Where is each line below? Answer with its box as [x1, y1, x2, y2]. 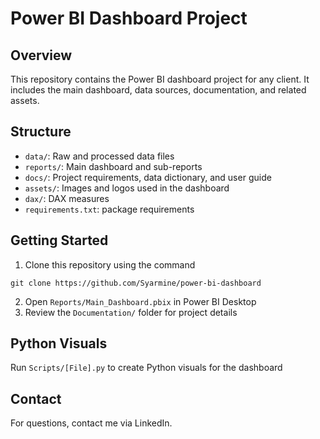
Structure [10, 123, 72, 141]
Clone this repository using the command [24, 258, 196, 271]
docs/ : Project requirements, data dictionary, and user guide [24, 171, 272, 183]
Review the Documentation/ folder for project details [24, 306, 238, 318]
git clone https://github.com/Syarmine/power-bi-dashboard [10, 278, 262, 288]
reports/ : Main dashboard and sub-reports [24, 160, 203, 172]
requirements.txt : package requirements [24, 203, 195, 215]
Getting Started [10, 232, 109, 249]
